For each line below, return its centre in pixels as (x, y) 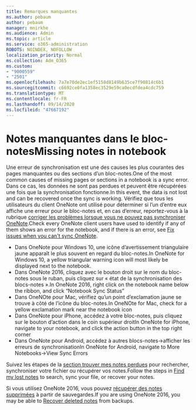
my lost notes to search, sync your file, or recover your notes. (80, 377)
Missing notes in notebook (100, 151)
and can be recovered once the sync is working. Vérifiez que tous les (90, 199)
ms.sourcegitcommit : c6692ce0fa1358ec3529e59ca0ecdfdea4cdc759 (85, 88)
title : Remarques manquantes (42, 11)
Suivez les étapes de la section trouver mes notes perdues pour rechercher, (98, 365)
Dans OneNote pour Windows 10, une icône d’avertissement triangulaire (102, 248)
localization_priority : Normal (44, 55)
